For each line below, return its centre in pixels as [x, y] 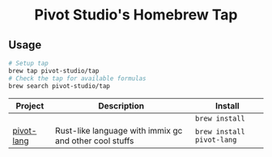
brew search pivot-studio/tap [59, 86]
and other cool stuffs [95, 141]
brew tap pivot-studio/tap [54, 70]
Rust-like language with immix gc [119, 130]
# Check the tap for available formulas [78, 78]
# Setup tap [28, 63]
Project [30, 105]
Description [121, 105]
